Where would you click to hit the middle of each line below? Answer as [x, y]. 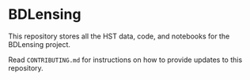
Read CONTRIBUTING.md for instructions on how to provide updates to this [125, 60]
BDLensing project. [40, 44]
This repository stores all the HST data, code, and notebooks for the [119, 36]
